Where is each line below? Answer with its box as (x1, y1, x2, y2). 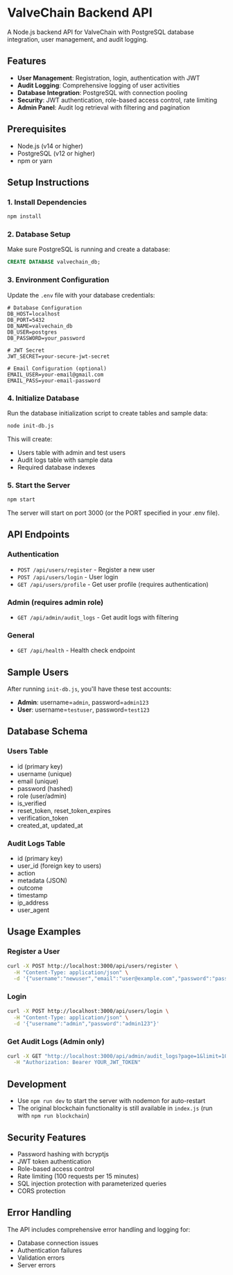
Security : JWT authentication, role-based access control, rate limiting (17, 96, 218, 104)
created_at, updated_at (17, 821, 83, 830)
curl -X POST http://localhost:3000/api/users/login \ (7, 1007, 169, 1014)
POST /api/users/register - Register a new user (17, 565, 155, 574)
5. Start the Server (7, 480, 71, 490)
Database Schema (7, 726, 88, 737)
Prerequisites (7, 123, 67, 135)
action (17, 869, 36, 878)
